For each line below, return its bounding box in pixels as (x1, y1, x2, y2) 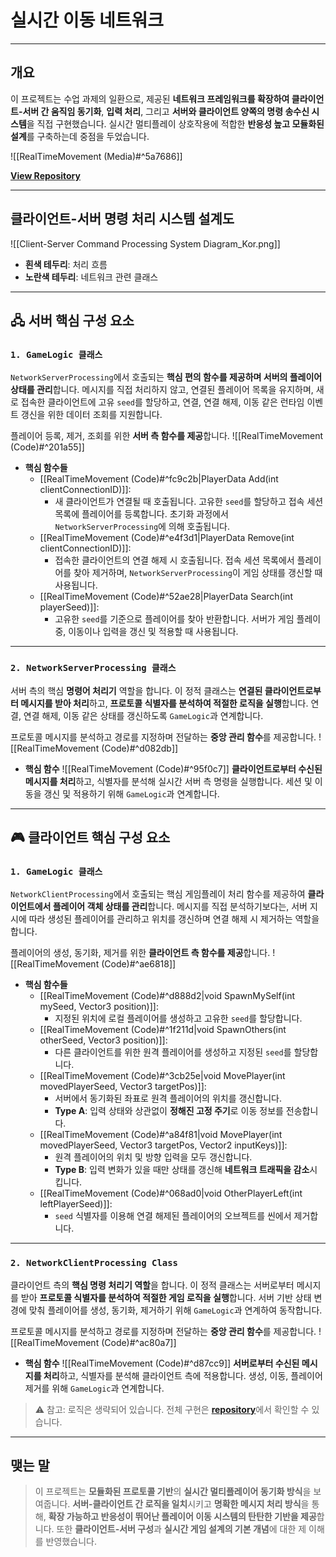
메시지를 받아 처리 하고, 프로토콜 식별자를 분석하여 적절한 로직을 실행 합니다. (20, 697, 309, 709)
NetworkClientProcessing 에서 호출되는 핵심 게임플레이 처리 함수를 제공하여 (10, 888, 306, 900)
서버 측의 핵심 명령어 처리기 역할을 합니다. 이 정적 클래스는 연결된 (10, 684, 263, 696)
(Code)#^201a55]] (10, 441, 85, 453)
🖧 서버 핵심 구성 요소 (10, 312, 135, 329)
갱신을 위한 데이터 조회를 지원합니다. (20, 409, 163, 421)
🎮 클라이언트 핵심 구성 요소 (10, 829, 171, 846)
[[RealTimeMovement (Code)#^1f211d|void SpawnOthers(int (39, 1024, 287, 1036)
